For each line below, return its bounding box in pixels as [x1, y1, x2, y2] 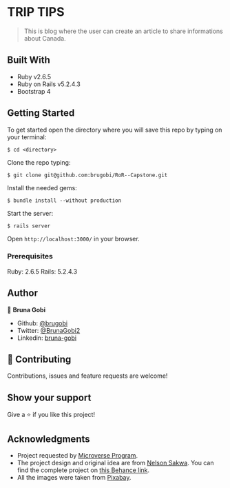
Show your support [7, 392, 92, 403]
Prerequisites [7, 252, 53, 261]
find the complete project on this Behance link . [17, 466, 150, 474]
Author [7, 287, 38, 299]
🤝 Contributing [7, 354, 72, 365]
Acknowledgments [7, 433, 91, 445]
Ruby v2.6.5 [17, 72, 52, 81]
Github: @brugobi [17, 318, 67, 327]
